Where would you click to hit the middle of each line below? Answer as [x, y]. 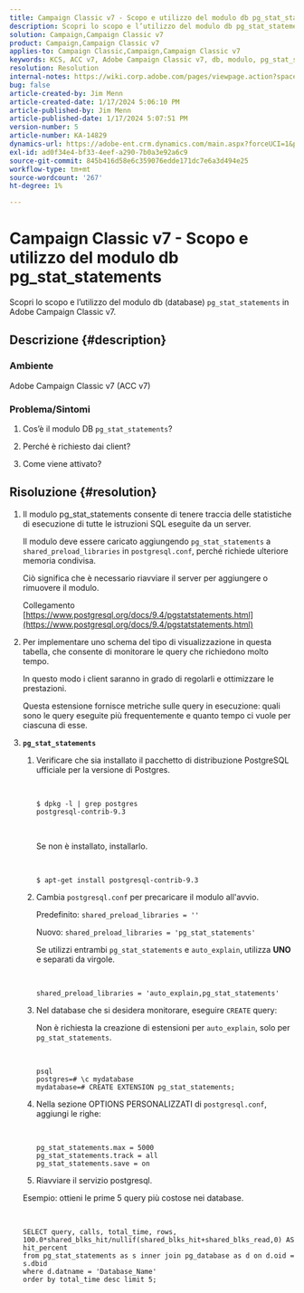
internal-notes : [40, 77]
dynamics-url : [36, 144]
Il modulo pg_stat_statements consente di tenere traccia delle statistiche [157, 514]
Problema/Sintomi [50, 409]
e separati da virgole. [76, 959]
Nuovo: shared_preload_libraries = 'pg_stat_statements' [146, 932]
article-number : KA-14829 [58, 136]
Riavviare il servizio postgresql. [94, 1180]
